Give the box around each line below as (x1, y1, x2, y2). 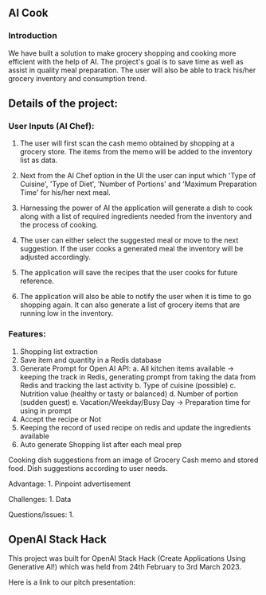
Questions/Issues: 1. (8, 509, 74, 519)
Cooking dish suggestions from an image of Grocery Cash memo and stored (8, 455, 259, 465)
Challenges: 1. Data (8, 494, 72, 504)
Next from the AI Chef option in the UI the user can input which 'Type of (19, 171, 256, 181)
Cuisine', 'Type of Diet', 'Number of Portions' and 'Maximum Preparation (19, 179, 257, 189)
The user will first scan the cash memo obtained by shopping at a (19, 138, 235, 148)
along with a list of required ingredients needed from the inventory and (19, 212, 252, 221)
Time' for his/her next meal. (19, 188, 111, 197)
